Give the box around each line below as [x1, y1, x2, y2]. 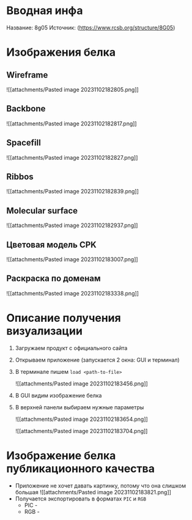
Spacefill [6, 138, 41, 148]
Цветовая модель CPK [6, 239, 97, 250]
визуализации [6, 324, 83, 338]
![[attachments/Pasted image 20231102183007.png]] [6, 256, 139, 263]
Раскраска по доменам [6, 273, 101, 284]
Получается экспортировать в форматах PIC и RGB [15, 495, 147, 502]
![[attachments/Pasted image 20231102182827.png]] [6, 154, 138, 161]
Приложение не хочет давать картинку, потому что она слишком [15, 481, 186, 489]
